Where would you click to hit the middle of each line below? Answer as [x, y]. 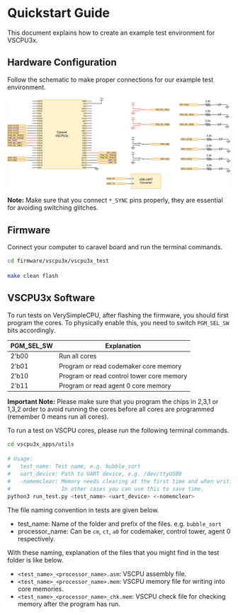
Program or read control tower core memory [123, 376]
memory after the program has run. [69, 604]
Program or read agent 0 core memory [115, 386]
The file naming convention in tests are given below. [83, 510]
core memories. [40, 589]
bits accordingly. [32, 330]
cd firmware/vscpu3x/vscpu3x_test [58, 261]
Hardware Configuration [62, 63]
